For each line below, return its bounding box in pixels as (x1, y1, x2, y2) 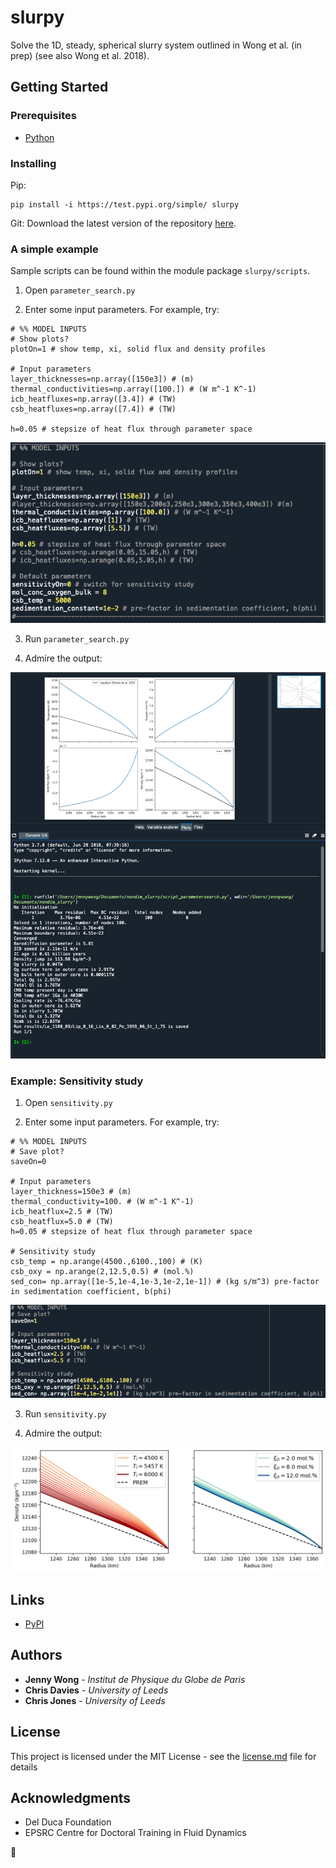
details (10, 1761, 38, 1773)
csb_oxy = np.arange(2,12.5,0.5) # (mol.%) (10, 1267, 195, 1277)
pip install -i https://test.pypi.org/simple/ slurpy (10, 199, 240, 210)
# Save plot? (10, 1147, 65, 1157)
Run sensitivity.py (24, 1408, 107, 1420)
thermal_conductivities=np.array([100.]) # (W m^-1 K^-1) (10, 384, 257, 395)
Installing (10, 156, 57, 170)
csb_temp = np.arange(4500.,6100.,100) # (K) (10, 1257, 203, 1267)
